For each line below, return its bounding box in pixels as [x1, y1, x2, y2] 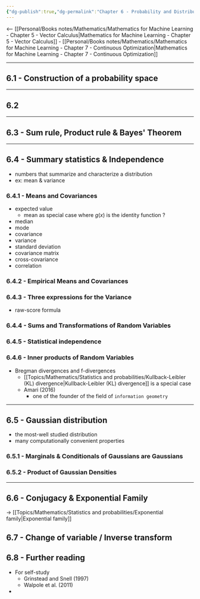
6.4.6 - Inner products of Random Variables [6, 353, 134, 362]
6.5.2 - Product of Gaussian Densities [6, 468, 117, 477]
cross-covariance [14, 256, 58, 263]
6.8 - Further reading [6, 553, 85, 563]
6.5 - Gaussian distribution [6, 415, 108, 425]
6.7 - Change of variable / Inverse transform [6, 532, 173, 542]
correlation [14, 262, 42, 269]
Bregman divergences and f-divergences [14, 367, 116, 374]
